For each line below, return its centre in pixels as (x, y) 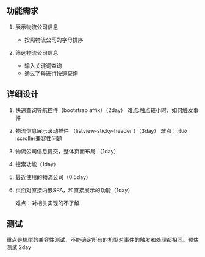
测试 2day (19, 247)
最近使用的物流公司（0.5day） (53, 177)
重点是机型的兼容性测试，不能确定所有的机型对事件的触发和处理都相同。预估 (103, 240)
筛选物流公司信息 (37, 52)
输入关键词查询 (43, 65)
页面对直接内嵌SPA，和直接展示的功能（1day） (74, 190)
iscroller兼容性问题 (39, 138)
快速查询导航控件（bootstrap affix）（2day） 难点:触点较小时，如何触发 (104, 110)
